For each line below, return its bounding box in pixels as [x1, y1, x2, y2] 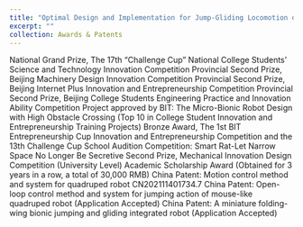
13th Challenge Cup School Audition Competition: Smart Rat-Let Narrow [9, 141, 277, 151]
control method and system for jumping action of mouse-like [27, 188, 253, 199]
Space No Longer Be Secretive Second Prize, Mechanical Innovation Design [9, 150, 292, 161]
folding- [258, 198, 289, 209]
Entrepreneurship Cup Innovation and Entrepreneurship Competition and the [9, 132, 293, 142]
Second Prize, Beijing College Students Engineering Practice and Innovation [9, 93, 291, 104]
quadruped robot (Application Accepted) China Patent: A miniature [9, 198, 257, 209]
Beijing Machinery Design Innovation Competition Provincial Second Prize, [9, 74, 286, 85]
